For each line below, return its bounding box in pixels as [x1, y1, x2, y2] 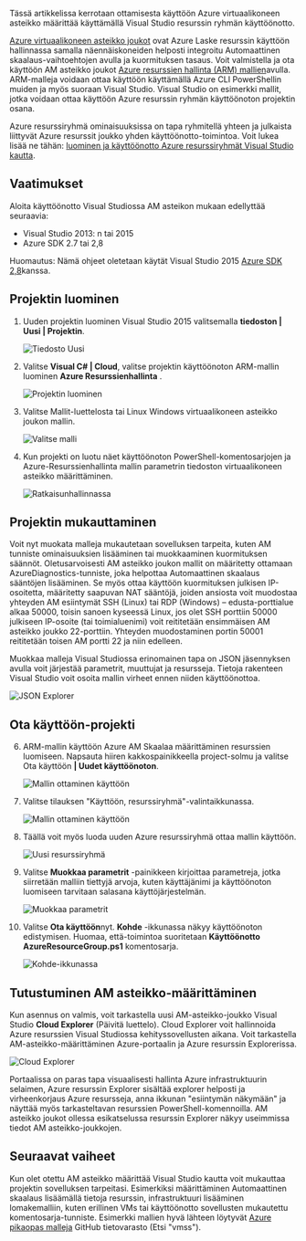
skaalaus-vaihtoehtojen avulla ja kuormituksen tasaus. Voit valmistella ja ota [9, 55, 295, 65]
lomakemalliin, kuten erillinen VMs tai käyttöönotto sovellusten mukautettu [9, 1202, 289, 1213]
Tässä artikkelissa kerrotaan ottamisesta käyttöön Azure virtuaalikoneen [9, 8, 280, 18]
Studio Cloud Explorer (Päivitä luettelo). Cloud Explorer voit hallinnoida [9, 1019, 277, 1030]
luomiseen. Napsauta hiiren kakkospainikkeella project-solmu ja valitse [22, 751, 290, 762]
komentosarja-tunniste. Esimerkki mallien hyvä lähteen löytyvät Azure [9, 1212, 272, 1223]
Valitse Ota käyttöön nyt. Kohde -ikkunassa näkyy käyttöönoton [22, 921, 263, 932]
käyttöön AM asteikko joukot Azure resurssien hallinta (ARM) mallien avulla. [9, 64, 290, 75]
